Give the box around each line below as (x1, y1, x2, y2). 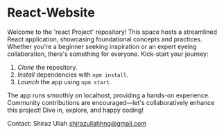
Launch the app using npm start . (17, 77, 112, 86)
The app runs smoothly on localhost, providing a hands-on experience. (7, 91, 210, 99)
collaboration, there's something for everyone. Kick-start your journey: (7, 50, 209, 58)
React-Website (7, 5, 95, 21)
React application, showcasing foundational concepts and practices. (7, 35, 203, 43)
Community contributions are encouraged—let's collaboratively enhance (7, 98, 215, 106)
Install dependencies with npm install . (17, 70, 129, 79)
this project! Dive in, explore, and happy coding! (7, 106, 144, 114)
